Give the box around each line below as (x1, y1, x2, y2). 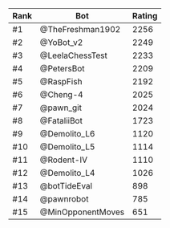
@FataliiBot (39, 116, 83, 126)
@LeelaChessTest (39, 50, 108, 61)
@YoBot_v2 (39, 37, 83, 47)
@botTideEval (39, 181, 93, 191)
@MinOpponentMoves (39, 206, 125, 218)
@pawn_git (39, 102, 83, 113)
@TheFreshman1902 (39, 24, 121, 35)
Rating (132, 10, 158, 21)
